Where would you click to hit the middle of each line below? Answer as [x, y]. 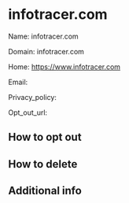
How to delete [43, 164]
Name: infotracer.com [43, 36]
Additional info [45, 191]
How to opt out [45, 137]
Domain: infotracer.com [46, 51]
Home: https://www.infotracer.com [64, 66]
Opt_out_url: [28, 113]
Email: [18, 82]
